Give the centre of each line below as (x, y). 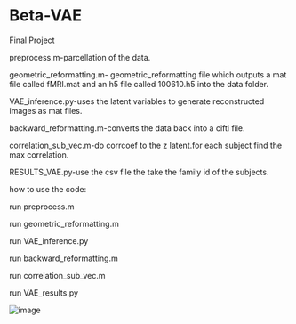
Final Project (32, 40)
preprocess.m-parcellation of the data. (80, 57)
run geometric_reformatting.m (64, 223)
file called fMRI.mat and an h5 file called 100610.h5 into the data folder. (139, 84)
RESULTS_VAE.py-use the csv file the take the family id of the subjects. (139, 172)
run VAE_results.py (44, 292)
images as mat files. (46, 110)
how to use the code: (48, 189)
